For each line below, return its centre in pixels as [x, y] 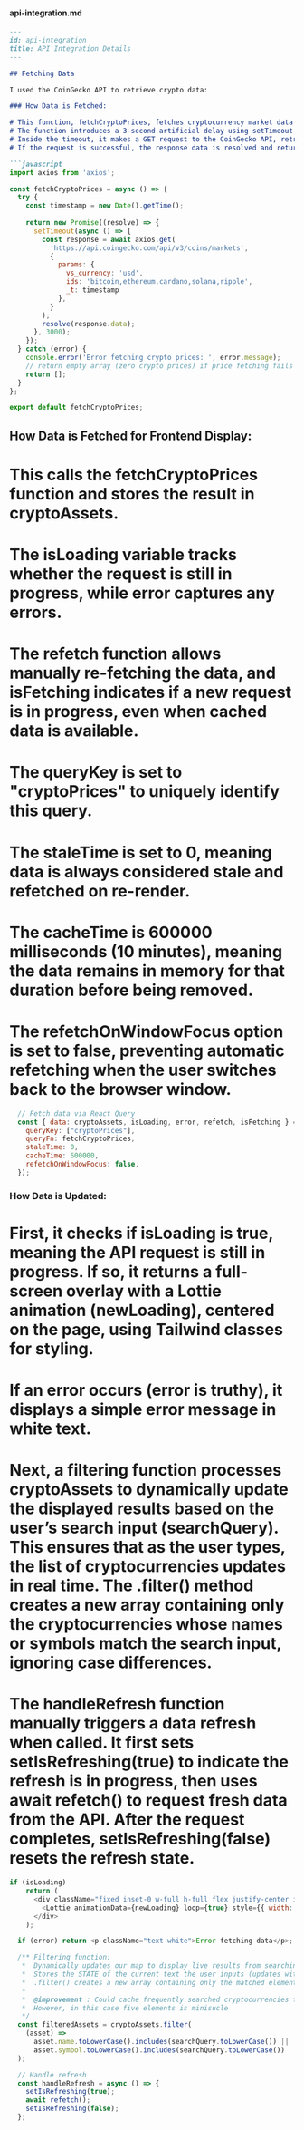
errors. [36, 613]
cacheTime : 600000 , [62, 1156]
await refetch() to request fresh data [148, 1801]
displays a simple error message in [143, 1410]
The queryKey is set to [96, 773]
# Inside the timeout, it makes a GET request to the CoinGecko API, [143, 140]
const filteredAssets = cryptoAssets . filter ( [105, 2025]
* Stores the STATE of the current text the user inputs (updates [151, 1975]
